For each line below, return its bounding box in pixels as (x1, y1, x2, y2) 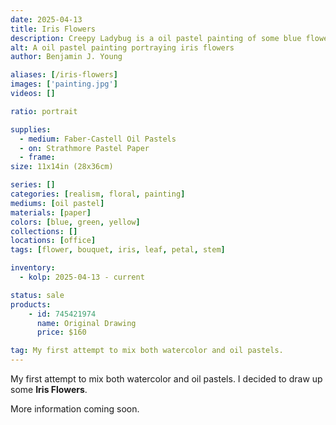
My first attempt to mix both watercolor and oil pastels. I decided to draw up (10, 373, 323, 385)
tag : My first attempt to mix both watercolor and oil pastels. (10, 346, 284, 356)
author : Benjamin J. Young (10, 52, 123, 62)
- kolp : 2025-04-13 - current (19, 272, 145, 282)
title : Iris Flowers (10, 24, 97, 34)
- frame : (19, 152, 56, 163)
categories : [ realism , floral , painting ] (10, 189, 186, 199)
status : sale (10, 290, 65, 300)
